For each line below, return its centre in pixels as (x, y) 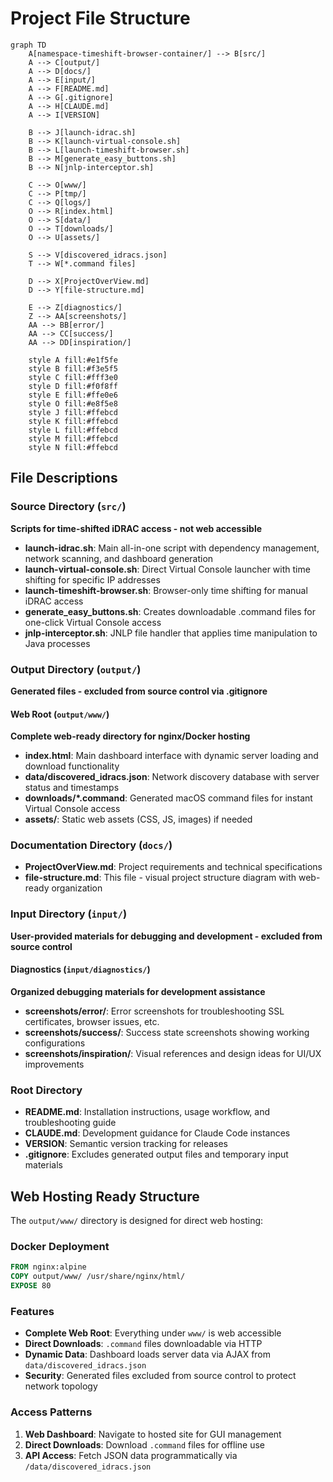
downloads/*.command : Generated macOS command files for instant (168, 798)
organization (77, 888)
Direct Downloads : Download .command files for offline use (145, 1444)
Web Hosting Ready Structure (105, 1196)
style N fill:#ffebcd (73, 447)
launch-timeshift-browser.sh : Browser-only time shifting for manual (166, 590)
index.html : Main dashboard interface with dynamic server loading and (171, 756)
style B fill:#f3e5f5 (73, 368)
